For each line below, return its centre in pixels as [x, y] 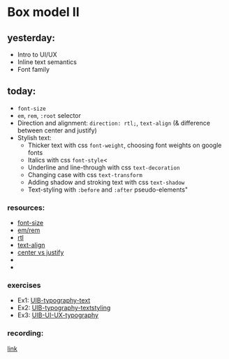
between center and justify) [57, 130]
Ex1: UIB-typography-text [54, 300]
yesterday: [31, 38]
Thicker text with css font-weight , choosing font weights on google [125, 145]
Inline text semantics [47, 62]
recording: [25, 333]
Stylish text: [34, 137]
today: [22, 91]
